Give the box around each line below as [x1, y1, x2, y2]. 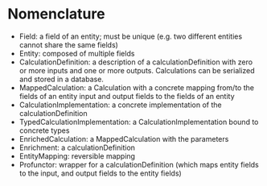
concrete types [18, 126, 70, 135]
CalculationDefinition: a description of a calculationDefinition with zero [18, 57, 253, 67]
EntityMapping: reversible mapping [18, 151, 136, 161]
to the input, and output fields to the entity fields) [18, 168, 182, 178]
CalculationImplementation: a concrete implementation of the [18, 100, 222, 110]
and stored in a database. [18, 74, 104, 84]
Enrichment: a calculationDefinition [18, 143, 136, 152]
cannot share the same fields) [18, 39, 118, 49]
